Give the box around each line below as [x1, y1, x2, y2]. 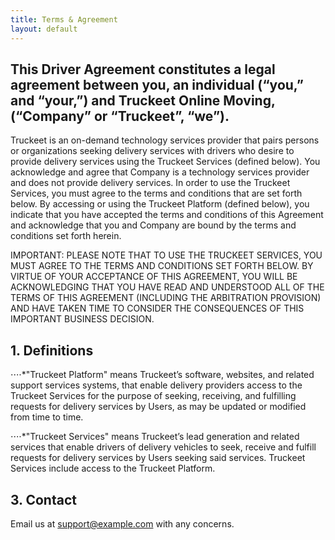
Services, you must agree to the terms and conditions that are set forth [10, 187, 303, 200]
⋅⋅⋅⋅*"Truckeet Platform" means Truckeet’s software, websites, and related [10, 369, 315, 381]
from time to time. [10, 411, 84, 423]
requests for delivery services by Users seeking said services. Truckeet [10, 452, 306, 464]
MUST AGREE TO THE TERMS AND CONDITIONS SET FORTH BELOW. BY [10, 260, 314, 272]
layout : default [10, 24, 78, 34]
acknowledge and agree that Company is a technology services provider [10, 166, 310, 178]
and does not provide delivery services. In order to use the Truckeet [10, 177, 291, 189]
